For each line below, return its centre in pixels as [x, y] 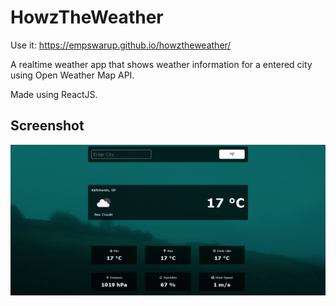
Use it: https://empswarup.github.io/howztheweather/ [121, 45]
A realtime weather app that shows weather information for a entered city [161, 64]
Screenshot [47, 126]
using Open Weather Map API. [72, 75]
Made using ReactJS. [54, 94]
